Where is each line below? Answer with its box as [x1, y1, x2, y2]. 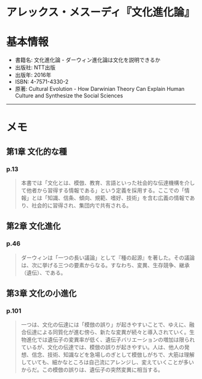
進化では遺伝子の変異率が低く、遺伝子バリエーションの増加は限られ [26, 336, 195, 344]
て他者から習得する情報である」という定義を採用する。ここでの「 [20, 187, 185, 194]
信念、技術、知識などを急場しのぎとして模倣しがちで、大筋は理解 [31, 351, 195, 359]
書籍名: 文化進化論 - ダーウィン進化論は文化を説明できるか [14, 57, 161, 64]
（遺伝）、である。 [20, 269, 66, 276]
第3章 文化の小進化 [6, 288, 77, 298]
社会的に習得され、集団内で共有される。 [31, 202, 132, 209]
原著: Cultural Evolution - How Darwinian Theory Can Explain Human [14, 85, 185, 93]
